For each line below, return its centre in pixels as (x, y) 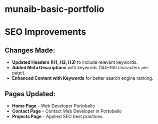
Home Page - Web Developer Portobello (53, 106)
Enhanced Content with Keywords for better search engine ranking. (82, 78)
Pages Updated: (30, 94)
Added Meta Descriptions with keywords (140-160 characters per (80, 68)
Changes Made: (30, 50)
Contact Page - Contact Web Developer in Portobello (67, 111)
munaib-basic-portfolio (54, 9)
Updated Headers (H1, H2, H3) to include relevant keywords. (75, 62)
